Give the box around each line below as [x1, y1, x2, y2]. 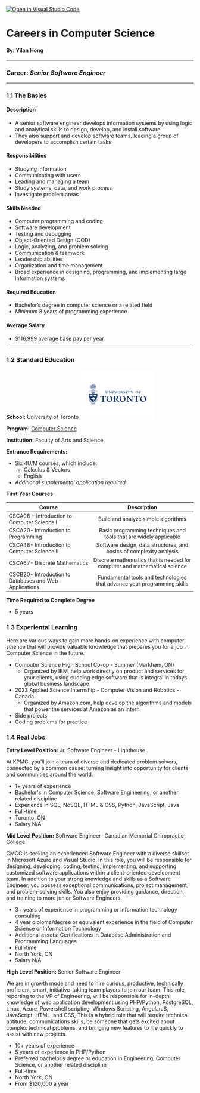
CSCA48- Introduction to [8, 541, 71, 549]
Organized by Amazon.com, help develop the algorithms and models [23, 699, 192, 706]
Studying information [14, 165, 67, 173]
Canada [14, 692, 35, 700]
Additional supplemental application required [14, 479, 126, 486]
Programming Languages [14, 937, 77, 944]
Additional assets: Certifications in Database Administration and [14, 931, 171, 938]
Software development [14, 224, 71, 231]
